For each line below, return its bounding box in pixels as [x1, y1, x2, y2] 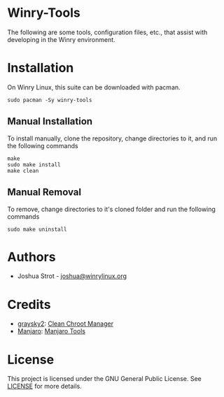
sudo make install [7, 161, 61, 168]
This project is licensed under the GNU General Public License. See [7, 375, 202, 383]
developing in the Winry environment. [7, 35, 115, 43]
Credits [7, 296, 51, 312]
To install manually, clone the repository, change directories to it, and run [7, 134, 218, 143]
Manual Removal [7, 187, 82, 198]
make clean [7, 167, 39, 174]
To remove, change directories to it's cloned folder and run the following [7, 205, 216, 213]
